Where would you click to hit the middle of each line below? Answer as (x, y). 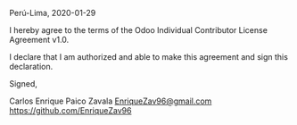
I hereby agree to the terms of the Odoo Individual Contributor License (138, 30)
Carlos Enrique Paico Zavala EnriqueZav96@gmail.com (111, 101)
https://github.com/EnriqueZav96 (70, 110)
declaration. (31, 67)
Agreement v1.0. (39, 40)
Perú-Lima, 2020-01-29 (53, 13)
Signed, (23, 83)
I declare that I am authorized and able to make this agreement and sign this (148, 57)
